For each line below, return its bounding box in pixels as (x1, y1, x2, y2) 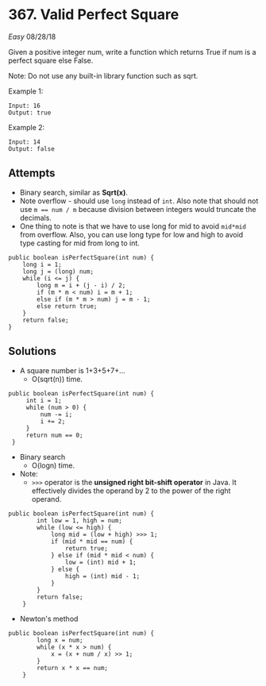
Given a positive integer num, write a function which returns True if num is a (8, 47, 256, 56)
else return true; (37, 302, 98, 310)
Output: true (8, 109, 52, 117)
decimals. (19, 213, 52, 222)
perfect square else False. (8, 56, 94, 65)
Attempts (8, 167, 56, 180)
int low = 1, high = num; (37, 516, 123, 525)
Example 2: (8, 122, 45, 132)
